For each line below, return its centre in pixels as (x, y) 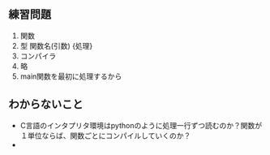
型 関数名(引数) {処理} (56, 45)
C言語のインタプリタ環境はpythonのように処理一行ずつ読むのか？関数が (141, 125)
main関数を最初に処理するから (71, 76)
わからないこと (46, 104)
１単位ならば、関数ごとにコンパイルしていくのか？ (105, 136)
